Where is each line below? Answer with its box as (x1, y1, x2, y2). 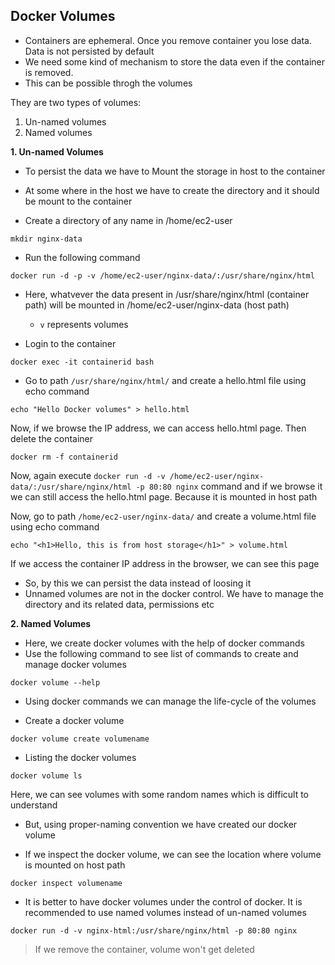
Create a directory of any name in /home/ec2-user (24, 214, 233, 226)
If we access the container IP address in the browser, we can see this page (10, 557, 320, 569)
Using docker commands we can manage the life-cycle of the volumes (24, 695, 317, 707)
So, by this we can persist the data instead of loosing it (24, 577, 252, 589)
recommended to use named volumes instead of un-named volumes (24, 906, 307, 918)
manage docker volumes (24, 658, 127, 670)
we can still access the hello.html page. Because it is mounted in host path (10, 490, 318, 503)
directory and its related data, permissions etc (24, 598, 215, 610)
